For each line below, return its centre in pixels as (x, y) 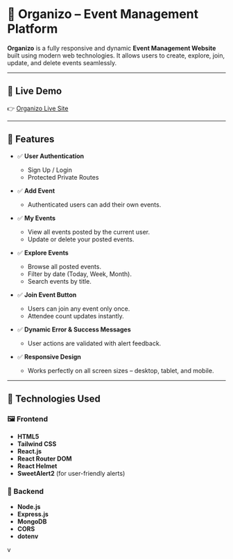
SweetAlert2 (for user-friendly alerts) (71, 474)
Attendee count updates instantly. (76, 316)
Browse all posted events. (64, 266)
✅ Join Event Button (47, 295)
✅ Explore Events (43, 252)
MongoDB (32, 521)
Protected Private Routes (63, 177)
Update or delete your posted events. (81, 239)
